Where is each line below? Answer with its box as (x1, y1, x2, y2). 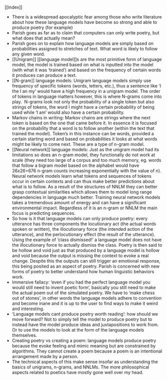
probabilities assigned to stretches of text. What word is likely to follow (11, 46, 158, 51)
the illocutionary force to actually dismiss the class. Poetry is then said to (11, 242, 162, 248)
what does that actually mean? (11, 35, 75, 41)
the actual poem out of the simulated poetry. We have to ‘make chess (11, 290, 155, 296)
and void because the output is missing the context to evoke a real (11, 253, 149, 259)
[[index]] (4, 4, 23, 10)
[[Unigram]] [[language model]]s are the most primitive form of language (11, 56, 162, 62)
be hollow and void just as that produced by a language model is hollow (11, 247, 159, 253)
